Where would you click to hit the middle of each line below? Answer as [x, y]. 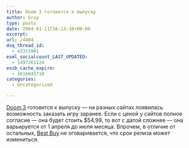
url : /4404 [20, 40]
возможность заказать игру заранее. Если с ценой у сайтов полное [94, 114]
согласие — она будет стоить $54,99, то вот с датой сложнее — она [95, 120]
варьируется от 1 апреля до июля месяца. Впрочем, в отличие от [91, 127]
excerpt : [17, 34]
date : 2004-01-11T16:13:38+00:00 [48, 29]
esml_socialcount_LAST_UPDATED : [47, 57]
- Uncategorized [32, 85]
